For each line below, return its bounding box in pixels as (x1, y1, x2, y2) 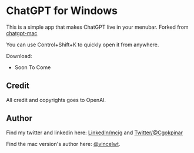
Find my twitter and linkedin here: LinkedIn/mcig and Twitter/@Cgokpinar (6, 129, 183, 136)
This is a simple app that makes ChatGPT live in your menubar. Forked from (6, 23, 189, 30)
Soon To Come (14, 63, 51, 71)
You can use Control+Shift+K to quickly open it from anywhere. (6, 41, 159, 48)
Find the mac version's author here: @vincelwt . (6, 140, 121, 147)
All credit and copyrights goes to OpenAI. (6, 96, 106, 103)
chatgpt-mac (6, 29, 38, 36)
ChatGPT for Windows (6, 4, 118, 18)
